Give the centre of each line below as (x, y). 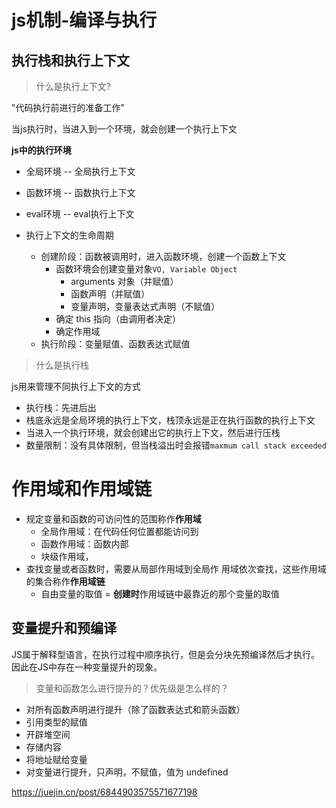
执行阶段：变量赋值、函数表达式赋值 (115, 344)
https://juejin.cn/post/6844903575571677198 (104, 792)
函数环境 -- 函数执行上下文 (80, 192)
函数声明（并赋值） (110, 294)
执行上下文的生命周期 (69, 235)
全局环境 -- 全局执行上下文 (80, 171)
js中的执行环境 (41, 150)
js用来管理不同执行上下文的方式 (76, 386)
